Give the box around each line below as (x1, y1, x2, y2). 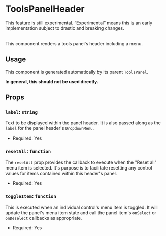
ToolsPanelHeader (5, 3, 85, 15)
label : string (5, 109, 38, 116)
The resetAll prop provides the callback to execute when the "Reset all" (5, 159, 157, 165)
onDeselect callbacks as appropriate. (5, 215, 82, 221)
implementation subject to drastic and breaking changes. (5, 25, 124, 31)
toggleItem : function (5, 192, 57, 199)
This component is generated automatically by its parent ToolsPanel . (5, 69, 149, 75)
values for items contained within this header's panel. (5, 170, 117, 176)
